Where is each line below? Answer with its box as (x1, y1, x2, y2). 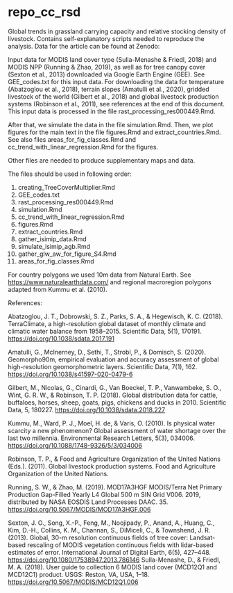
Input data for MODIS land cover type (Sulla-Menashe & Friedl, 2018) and (8, 55, 217, 63)
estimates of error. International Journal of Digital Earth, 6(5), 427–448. (8, 548, 211, 556)
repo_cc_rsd (8, 4, 81, 20)
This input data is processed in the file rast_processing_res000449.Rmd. (8, 107, 216, 115)
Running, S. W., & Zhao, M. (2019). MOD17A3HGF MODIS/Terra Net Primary (8, 482, 223, 491)
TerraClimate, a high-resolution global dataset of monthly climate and (8, 319, 207, 327)
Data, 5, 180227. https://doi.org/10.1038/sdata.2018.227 (8, 405, 166, 414)
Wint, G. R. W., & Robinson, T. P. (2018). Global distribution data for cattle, (8, 391, 218, 399)
